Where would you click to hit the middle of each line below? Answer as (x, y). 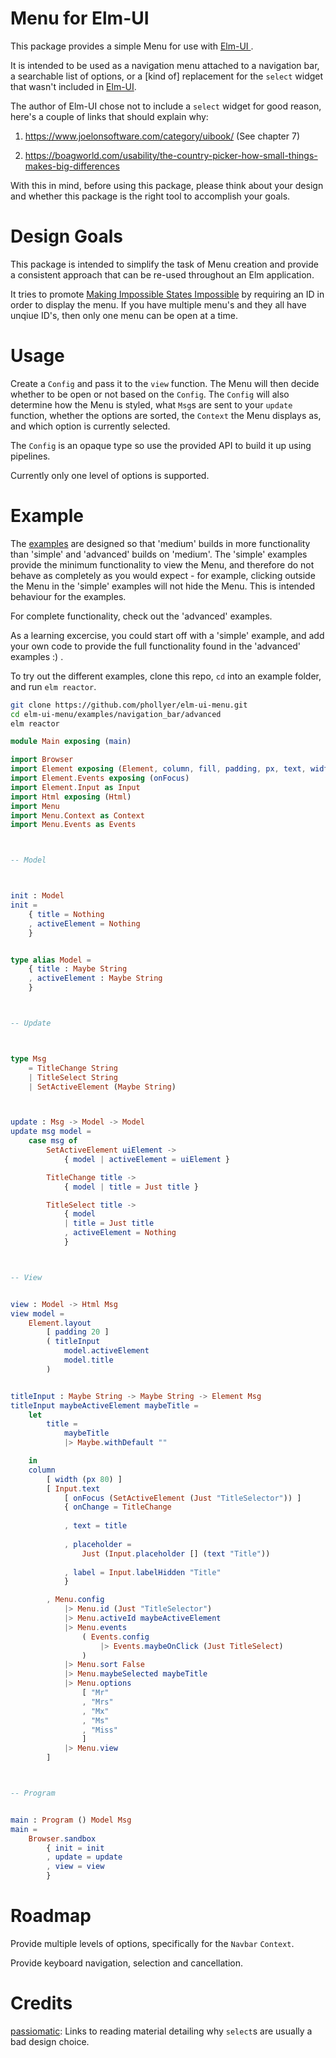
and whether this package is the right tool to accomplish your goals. (150, 196)
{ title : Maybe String (78, 969)
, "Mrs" (97, 1702)
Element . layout (60, 1323)
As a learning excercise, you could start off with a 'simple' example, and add (167, 635)
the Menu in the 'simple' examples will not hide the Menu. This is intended (163, 586)
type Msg (28, 1058)
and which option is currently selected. (90, 426)
